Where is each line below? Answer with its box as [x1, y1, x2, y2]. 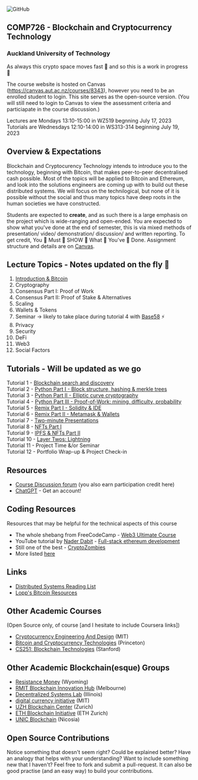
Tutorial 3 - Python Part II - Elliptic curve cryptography [6, 392, 138, 399]
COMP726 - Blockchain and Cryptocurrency [6, 22, 173, 32]
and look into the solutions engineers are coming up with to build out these [6, 181, 188, 188]
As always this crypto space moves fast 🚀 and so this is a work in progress [6, 62, 188, 70]
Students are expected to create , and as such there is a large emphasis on [6, 211, 188, 218]
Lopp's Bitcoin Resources [15, 589, 78, 596]
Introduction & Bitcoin [15, 275, 68, 282]
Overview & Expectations [6, 147, 102, 157]
